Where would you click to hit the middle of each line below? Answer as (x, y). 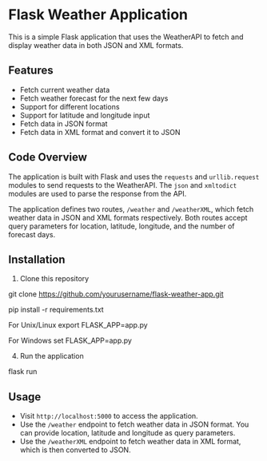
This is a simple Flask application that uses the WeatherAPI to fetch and (126, 37)
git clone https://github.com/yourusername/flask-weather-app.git (116, 294)
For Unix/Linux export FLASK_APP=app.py (78, 325)
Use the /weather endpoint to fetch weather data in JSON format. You (134, 424)
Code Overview (48, 157)
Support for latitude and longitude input (85, 115)
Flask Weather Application (98, 15)
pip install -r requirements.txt (56, 310)
